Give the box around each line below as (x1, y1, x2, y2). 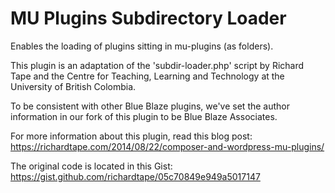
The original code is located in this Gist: (10, 160, 173, 172)
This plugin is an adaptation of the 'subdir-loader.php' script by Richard (10, 59, 305, 71)
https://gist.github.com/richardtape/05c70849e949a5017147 (10, 170, 261, 182)
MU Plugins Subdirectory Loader (10, 7, 287, 30)
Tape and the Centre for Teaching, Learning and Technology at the (10, 70, 285, 82)
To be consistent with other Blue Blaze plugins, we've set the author (10, 100, 291, 112)
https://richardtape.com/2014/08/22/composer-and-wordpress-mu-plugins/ (10, 140, 325, 152)
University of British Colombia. (10, 80, 137, 92)
